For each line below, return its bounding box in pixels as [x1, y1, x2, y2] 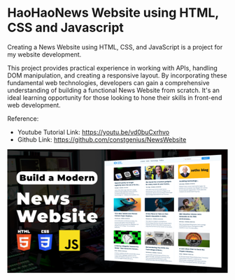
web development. [7, 101, 61, 109]
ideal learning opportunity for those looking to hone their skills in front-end [7, 93, 222, 102]
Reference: [7, 114, 39, 123]
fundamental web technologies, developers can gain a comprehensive [7, 78, 210, 87]
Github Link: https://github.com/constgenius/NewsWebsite [17, 135, 187, 144]
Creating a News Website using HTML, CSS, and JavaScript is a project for [7, 43, 223, 51]
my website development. [7, 50, 82, 59]
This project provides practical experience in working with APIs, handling [7, 64, 218, 72]
